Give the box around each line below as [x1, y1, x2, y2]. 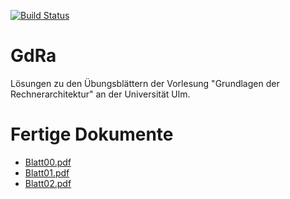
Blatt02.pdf [24, 177, 72, 189]
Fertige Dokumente [10, 123, 174, 146]
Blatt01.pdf [24, 166, 70, 179]
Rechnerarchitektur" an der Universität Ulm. [10, 88, 191, 100]
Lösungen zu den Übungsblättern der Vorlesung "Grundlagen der [10, 77, 280, 89]
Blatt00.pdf [24, 156, 72, 168]
